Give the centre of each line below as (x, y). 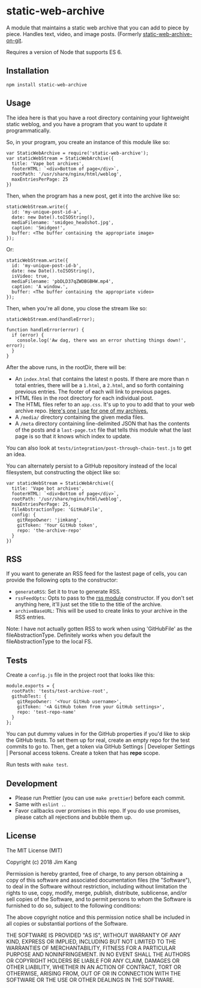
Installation (28, 71)
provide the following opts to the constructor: (62, 580)
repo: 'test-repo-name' (47, 712)
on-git (14, 40)
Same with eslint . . (40, 804)
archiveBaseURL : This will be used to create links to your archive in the (101, 611)
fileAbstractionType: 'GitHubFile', (57, 509)
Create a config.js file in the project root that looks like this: (80, 675)
